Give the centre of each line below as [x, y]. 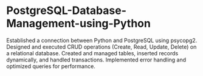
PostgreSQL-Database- [66, 11]
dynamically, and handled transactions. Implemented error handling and [96, 60]
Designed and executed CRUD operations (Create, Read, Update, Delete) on [101, 47]
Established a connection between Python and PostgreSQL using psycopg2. [102, 40]
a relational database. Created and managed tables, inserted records [92, 53]
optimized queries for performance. [51, 66]
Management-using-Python [78, 23]
